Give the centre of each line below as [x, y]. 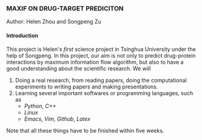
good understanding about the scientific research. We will [79, 68]
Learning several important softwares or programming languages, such [104, 93]
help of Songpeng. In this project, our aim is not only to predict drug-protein [101, 55]
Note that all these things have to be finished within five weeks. [86, 130]
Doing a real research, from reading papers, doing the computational [101, 80]
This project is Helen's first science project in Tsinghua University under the [101, 49]
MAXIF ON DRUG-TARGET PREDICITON [65, 8]
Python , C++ [40, 106]
